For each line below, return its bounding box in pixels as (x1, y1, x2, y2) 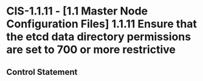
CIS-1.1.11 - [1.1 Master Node (6, 4, 148, 18)
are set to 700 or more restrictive (6, 43, 176, 57)
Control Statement (6, 66, 78, 77)
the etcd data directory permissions (6, 30, 191, 44)
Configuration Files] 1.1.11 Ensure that (6, 17, 198, 31)
